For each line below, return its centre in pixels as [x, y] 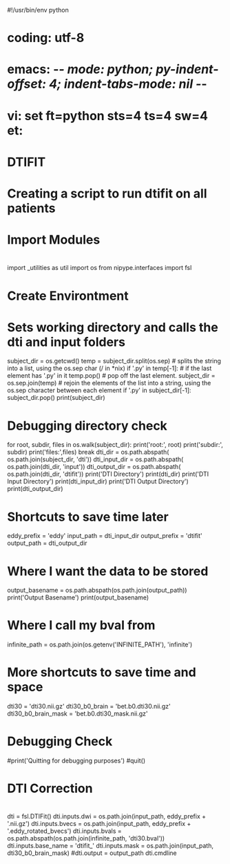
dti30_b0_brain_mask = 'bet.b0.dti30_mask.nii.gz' [77, 713]
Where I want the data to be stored [108, 571]
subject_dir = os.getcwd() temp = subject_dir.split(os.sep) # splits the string [114, 361]
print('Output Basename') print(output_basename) [78, 597]
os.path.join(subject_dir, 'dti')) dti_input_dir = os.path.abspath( [95, 459]
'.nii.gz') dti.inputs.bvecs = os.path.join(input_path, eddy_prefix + [99, 824]
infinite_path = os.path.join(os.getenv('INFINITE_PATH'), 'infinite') [100, 644]
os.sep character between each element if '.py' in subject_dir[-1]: [99, 390]
